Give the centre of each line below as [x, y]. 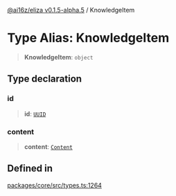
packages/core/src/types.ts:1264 [55, 185]
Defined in [30, 169]
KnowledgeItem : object [59, 57]
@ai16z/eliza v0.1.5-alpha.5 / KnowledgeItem [71, 10]
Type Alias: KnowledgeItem [88, 38]
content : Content [48, 146]
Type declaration [44, 79]
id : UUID [35, 114]
